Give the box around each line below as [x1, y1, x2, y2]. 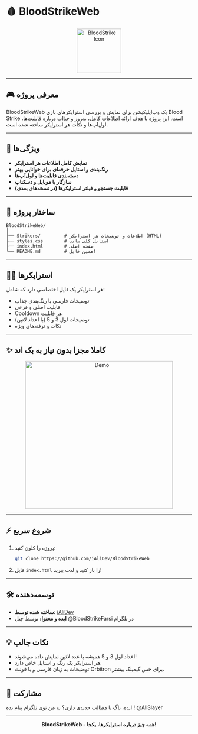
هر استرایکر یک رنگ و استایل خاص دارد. [14, 660, 102, 667]
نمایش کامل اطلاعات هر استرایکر [14, 159, 87, 166]
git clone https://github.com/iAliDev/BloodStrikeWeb [14, 556, 150, 561]
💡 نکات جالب [6, 637, 49, 647]
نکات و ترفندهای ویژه [14, 323, 62, 330]
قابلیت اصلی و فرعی [14, 304, 61, 311]
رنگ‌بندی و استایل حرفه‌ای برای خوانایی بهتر [14, 165, 108, 173]
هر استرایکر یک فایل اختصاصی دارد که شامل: [6, 286, 105, 293]
